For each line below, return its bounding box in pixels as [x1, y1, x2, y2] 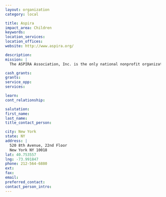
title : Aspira [5, 21, 35, 26]
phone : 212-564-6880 [5, 161, 48, 166]
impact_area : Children [5, 25, 52, 30]
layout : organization [5, 7, 50, 12]
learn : [5, 93, 19, 98]
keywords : [5, 30, 26, 35]
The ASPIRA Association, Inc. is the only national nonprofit [9, 62, 140, 66]
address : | [5, 138, 28, 143]
